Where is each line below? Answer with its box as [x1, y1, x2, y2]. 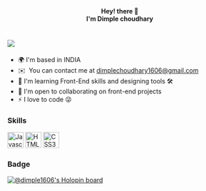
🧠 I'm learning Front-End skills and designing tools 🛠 [17, 76, 173, 85]
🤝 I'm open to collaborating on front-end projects [17, 87, 162, 95]
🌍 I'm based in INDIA [17, 55, 81, 63]
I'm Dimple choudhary [86, 14, 153, 23]
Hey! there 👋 [101, 7, 139, 15]
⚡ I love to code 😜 [17, 95, 73, 103]
